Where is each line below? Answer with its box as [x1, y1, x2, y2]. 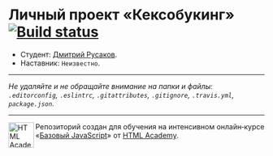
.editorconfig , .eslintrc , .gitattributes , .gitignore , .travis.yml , [8, 90, 234, 99]
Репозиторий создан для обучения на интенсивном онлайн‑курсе [35, 121, 265, 131]
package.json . [8, 99, 54, 108]
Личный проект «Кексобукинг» [8, 6, 235, 24]
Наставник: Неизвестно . [19, 58, 101, 68]
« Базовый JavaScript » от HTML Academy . [35, 130, 179, 140]
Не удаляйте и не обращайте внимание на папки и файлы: [8, 81, 213, 91]
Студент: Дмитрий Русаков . [19, 49, 118, 59]
